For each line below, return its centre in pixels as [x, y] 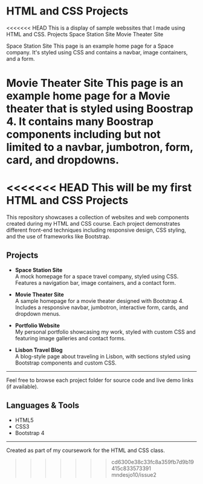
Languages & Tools [43, 406]
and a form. [21, 59]
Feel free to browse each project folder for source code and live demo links [100, 380]
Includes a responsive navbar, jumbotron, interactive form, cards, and [101, 307]
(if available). [22, 386]
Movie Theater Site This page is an [95, 83]
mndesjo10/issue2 [134, 474]
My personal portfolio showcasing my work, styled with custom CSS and [105, 332]
